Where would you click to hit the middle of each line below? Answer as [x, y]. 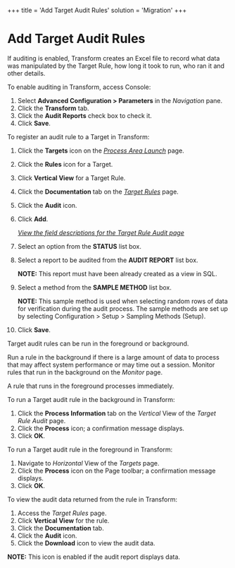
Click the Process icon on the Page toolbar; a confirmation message [116, 471]
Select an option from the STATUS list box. [80, 246]
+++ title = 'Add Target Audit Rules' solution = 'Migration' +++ [97, 10]
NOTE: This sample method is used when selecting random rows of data [123, 301]
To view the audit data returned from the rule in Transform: [93, 499]
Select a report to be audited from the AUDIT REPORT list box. [108, 260]
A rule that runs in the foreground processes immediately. [91, 386]
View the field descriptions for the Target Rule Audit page [101, 232]
